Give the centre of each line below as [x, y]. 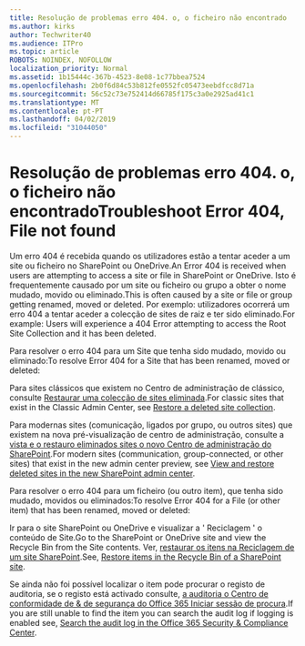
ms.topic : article [44, 52]
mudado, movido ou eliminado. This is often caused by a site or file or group [151, 294]
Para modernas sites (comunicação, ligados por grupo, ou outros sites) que [151, 425]
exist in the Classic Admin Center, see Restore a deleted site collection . [142, 407]
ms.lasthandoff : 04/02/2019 [63, 119]
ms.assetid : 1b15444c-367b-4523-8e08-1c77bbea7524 [107, 77]
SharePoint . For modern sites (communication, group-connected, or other [147, 454]
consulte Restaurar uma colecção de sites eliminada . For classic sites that [147, 398]
